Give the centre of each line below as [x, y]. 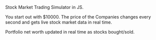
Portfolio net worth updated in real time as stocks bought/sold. [70, 32]
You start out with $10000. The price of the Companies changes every [78, 17]
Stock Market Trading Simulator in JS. [45, 7]
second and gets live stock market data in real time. [59, 22]
